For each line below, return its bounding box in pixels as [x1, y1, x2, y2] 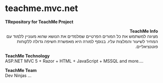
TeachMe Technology [5, 53, 50, 58]
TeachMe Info [129, 28, 158, 34]
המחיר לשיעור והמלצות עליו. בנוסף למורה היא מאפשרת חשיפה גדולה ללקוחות [16, 38, 158, 44]
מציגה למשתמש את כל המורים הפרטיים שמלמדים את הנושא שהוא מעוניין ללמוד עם [6, 33, 158, 39]
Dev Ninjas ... [5, 72, 32, 78]
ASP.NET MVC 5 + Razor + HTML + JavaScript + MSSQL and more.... [5, 58, 144, 64]
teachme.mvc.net [5, 3, 79, 14]
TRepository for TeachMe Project [5, 19, 74, 25]
